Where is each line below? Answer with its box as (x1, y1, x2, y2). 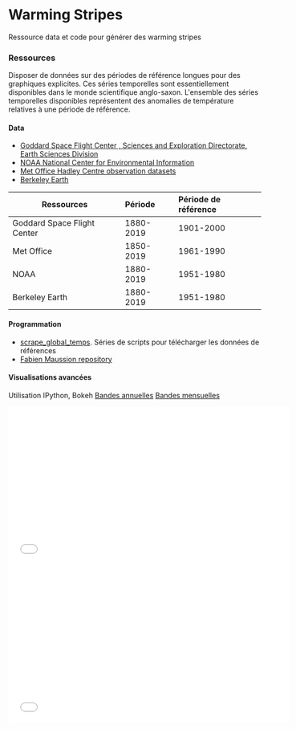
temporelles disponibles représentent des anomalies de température (8, 96, 234, 106)
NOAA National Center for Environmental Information (19, 158, 195, 168)
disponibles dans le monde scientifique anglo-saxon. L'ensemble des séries (8, 88, 259, 97)
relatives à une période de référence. (8, 104, 131, 114)
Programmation (8, 320, 62, 329)
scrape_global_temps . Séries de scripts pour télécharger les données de (19, 337, 260, 347)
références (19, 345, 56, 355)
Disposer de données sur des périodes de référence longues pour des (8, 71, 241, 80)
